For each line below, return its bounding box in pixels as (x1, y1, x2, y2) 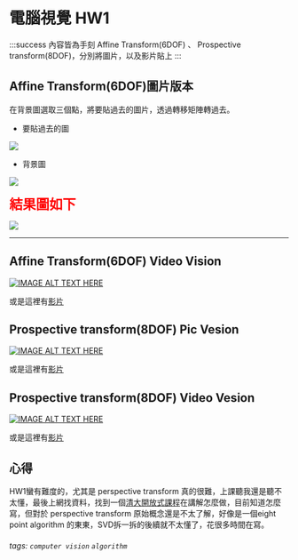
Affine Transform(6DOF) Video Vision (9, 254, 222, 269)
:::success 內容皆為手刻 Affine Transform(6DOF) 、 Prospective (9, 39, 241, 50)
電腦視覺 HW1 (9, 8, 110, 28)
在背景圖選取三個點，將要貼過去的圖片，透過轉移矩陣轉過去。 (9, 104, 235, 115)
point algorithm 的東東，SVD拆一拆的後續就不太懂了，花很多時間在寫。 (9, 519, 269, 530)
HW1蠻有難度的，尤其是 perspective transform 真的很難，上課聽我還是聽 (9, 486, 275, 496)
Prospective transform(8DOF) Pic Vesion (9, 322, 239, 337)
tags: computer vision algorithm (9, 540, 128, 551)
